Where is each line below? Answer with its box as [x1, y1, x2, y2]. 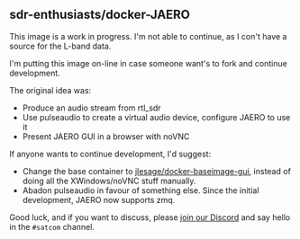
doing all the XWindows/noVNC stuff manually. [22, 175, 196, 186]
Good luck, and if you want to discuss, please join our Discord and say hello [9, 211, 291, 223]
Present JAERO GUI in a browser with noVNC [22, 130, 190, 142]
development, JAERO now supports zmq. [22, 194, 176, 205]
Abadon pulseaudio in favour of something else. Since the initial [22, 184, 259, 196]
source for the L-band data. [9, 40, 112, 51]
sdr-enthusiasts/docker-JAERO [9, 7, 191, 22]
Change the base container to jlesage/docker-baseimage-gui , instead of [22, 165, 291, 176]
